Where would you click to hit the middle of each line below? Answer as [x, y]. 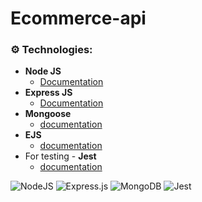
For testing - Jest [60, 156]
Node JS [43, 71]
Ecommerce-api [78, 18]
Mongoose [48, 114]
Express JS [48, 93]
